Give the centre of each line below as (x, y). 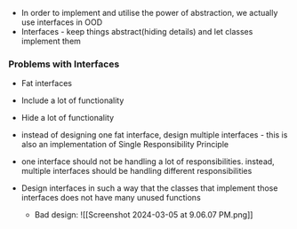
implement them (51, 41)
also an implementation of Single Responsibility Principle (124, 145)
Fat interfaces (47, 83)
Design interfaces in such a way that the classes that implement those (149, 188)
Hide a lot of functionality (68, 118)
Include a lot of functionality (72, 100)
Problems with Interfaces (64, 64)
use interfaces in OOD (62, 22)
